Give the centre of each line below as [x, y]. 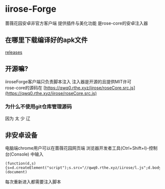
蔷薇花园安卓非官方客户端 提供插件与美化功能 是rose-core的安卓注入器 [77, 23]
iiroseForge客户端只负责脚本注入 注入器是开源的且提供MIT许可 [68, 81]
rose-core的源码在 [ [25, 88]
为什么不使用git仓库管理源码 [39, 107]
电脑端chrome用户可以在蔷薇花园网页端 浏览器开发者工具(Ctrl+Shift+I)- [77, 148]
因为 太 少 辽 [18, 118]
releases [14, 52]
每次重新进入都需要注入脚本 [33, 182]
